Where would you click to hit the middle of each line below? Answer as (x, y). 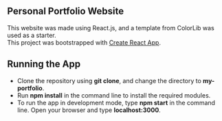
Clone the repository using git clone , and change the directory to (109, 80)
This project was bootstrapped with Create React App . (84, 42)
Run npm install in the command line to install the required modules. (114, 95)
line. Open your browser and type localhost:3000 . (89, 110)
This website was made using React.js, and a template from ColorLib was (111, 27)
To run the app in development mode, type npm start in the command (116, 102)
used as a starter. (32, 35)
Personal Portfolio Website (66, 11)
